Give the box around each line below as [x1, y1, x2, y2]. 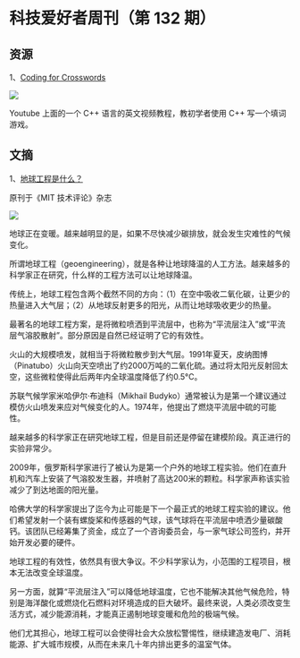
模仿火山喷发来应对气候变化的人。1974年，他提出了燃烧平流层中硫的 [9, 401, 262, 412]
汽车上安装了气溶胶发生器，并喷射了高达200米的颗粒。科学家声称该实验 [24, 473, 290, 483]
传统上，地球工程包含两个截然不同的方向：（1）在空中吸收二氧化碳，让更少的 [9, 288, 290, 299]
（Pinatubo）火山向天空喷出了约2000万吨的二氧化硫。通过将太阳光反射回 [9, 360, 281, 371]
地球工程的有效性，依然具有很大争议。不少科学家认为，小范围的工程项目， [9, 556, 283, 567]
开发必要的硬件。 [16, 536, 80, 547]
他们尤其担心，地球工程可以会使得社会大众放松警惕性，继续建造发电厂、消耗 [9, 628, 291, 638]
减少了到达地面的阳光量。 [9, 484, 104, 495]
